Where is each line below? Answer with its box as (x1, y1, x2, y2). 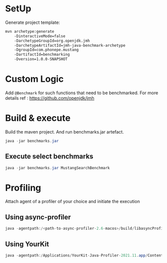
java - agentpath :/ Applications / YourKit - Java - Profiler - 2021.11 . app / (5, 253, 148, 258)
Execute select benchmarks (5, 152, 93, 161)
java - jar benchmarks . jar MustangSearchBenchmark (5, 165, 110, 170)
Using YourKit (5, 240, 49, 248)
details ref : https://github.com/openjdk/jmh (5, 95, 94, 101)
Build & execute (5, 113, 71, 124)
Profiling (5, 182, 41, 194)
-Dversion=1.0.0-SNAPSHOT (14, 57, 68, 62)
